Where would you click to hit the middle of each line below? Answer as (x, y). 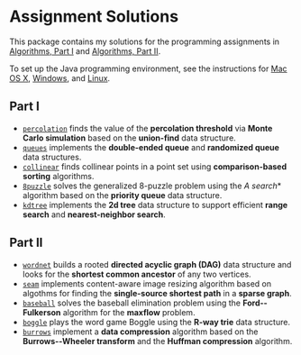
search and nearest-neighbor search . (94, 214)
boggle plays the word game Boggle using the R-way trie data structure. (156, 322)
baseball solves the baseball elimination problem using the (132, 303)
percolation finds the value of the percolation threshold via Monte (147, 128)
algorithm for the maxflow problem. (129, 312)
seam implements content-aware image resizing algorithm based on (147, 283)
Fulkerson (41, 312)
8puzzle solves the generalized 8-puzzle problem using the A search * (152, 186)
